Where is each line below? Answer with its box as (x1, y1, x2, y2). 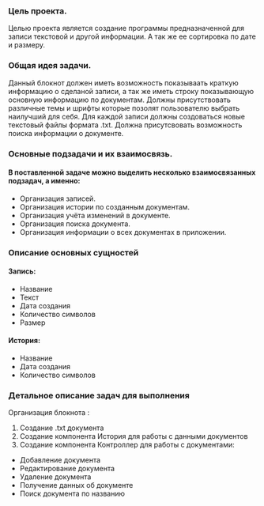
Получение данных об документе (19, 481, 134, 490)
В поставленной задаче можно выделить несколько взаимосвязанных (8, 168, 256, 177)
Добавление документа (19, 455, 101, 465)
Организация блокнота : (8, 408, 90, 417)
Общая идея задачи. (8, 60, 92, 71)
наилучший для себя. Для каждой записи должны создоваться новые (8, 111, 246, 121)
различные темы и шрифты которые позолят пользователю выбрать (8, 103, 240, 112)
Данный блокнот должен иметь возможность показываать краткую (8, 77, 239, 88)
